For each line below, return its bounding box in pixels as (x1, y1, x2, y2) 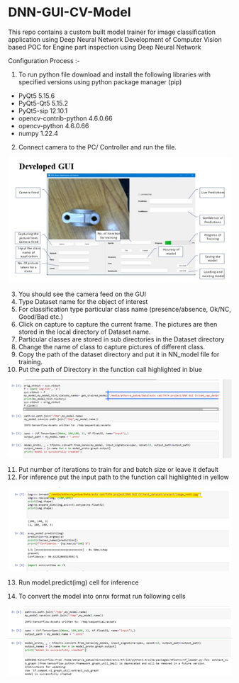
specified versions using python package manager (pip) (18, 77, 182, 86)
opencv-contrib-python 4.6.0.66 (18, 114, 113, 123)
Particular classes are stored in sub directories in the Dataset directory (18, 334, 225, 344)
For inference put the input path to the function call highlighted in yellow (18, 473, 229, 482)
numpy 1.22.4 (18, 129, 59, 137)
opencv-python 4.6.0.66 (18, 121, 89, 130)
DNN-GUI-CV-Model (8, 4, 131, 21)
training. (18, 357, 43, 366)
